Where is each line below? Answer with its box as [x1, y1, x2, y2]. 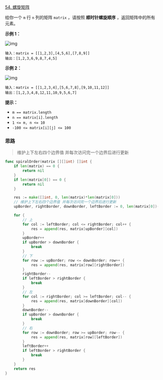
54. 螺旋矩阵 [5, 4, 30, 10]
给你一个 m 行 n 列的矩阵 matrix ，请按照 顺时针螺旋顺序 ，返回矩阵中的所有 [5, 15, 155, 20]
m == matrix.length [12, 110, 52, 115]
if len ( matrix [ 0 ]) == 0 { [14, 177, 66, 182]
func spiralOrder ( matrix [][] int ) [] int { [5, 159, 92, 164]
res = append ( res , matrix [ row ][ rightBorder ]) [31, 263, 125, 267]
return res [14, 366, 36, 371]
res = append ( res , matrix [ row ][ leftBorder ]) [31, 334, 123, 340]
